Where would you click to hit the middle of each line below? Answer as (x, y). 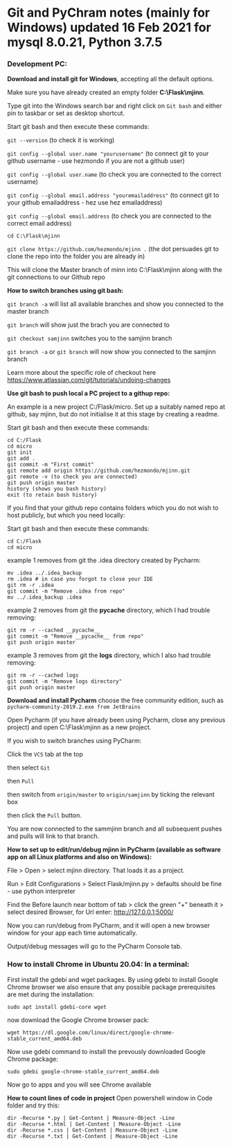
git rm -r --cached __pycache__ (54, 630)
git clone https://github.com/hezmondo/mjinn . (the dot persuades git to (113, 249)
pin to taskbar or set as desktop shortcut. (66, 113)
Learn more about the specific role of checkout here (82, 373)
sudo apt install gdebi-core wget (57, 1007)
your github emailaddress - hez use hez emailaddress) (85, 203)
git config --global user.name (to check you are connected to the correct (114, 174)
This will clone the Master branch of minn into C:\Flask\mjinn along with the (115, 270)
